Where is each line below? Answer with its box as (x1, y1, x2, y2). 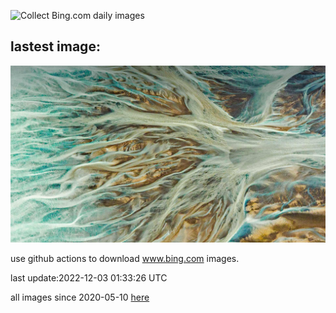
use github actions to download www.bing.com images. (10, 253, 240, 265)
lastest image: (10, 38, 101, 55)
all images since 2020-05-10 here (10, 291, 150, 304)
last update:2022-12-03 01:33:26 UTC (10, 272, 168, 284)
